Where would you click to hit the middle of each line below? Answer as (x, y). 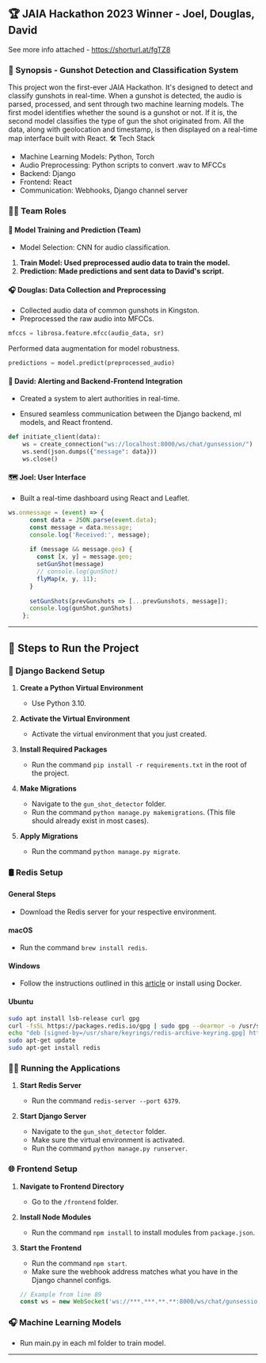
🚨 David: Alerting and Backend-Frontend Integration (96, 381)
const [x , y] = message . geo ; (85, 557)
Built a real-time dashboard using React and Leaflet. (104, 498)
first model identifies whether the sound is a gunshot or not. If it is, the (123, 113)
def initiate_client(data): (55, 437)
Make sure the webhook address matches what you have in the (135, 1271)
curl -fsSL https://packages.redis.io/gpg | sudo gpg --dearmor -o (122, 1026)
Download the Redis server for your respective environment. (118, 912)
